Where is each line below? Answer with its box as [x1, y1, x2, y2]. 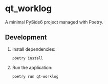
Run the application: [12, 64, 53, 70]
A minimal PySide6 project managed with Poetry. [5, 19, 104, 25]
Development [5, 33, 47, 42]
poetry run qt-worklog [12, 74, 59, 79]
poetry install [12, 56, 43, 61]
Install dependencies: [12, 46, 56, 52]
